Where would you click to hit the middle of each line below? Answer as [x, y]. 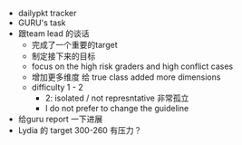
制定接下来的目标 [63, 56]
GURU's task [42, 23]
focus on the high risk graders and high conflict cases [132, 66]
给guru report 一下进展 [60, 119]
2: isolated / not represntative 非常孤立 [117, 98]
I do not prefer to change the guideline [117, 108]
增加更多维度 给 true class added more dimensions [126, 77]
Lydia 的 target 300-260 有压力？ [80, 130]
